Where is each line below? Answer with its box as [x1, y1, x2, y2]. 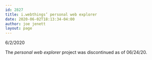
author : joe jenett [5, 21, 46, 26]
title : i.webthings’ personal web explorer [5, 12, 97, 17]
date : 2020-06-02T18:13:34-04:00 [5, 16, 75, 21]
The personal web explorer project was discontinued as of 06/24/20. [5, 49, 147, 55]
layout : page [5, 26, 32, 31]
